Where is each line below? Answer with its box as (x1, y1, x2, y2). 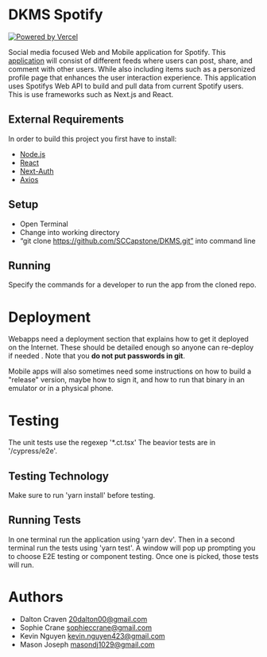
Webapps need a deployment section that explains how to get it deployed (8, 334, 249, 344)
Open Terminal (19, 219, 69, 229)
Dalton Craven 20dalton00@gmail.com (19, 614, 148, 624)
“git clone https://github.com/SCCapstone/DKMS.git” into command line (19, 236, 256, 245)
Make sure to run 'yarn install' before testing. (8, 491, 156, 500)
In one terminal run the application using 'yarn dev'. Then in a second (8, 534, 235, 544)
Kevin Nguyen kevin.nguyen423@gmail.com (19, 631, 165, 640)
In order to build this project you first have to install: (8, 134, 177, 143)
